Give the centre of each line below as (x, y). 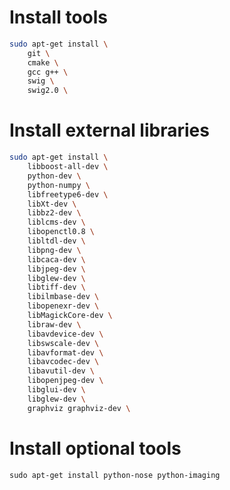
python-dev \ (54, 176)
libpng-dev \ (54, 250)
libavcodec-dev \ (63, 362)
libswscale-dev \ (63, 343)
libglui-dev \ (56, 390)
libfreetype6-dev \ (68, 194)
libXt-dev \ (52, 204)
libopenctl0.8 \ (61, 232)
